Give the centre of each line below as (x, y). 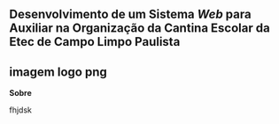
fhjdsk (21, 110)
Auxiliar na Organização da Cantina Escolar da (139, 29)
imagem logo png (58, 72)
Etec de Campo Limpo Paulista (95, 42)
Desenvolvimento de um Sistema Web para (130, 15)
